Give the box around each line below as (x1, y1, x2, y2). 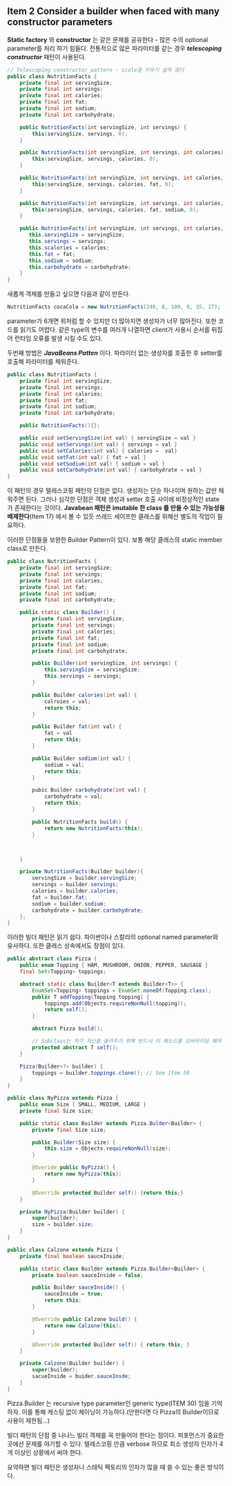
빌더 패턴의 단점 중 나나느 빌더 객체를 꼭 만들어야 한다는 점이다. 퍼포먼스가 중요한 (7, 1431, 224, 1439)
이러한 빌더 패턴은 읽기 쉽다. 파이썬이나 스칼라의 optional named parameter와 (7, 933, 219, 941)
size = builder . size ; (32, 1221, 95, 1228)
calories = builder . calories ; (32, 888, 119, 894)
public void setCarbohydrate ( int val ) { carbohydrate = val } (19, 467, 202, 473)
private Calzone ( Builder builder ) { (19, 1360, 126, 1367)
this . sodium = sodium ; (28, 257, 95, 264)
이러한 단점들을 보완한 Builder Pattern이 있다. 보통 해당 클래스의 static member (7, 536, 223, 544)
